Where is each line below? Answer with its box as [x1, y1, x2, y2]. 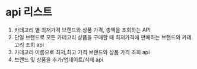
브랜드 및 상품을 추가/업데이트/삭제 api [14, 56, 103, 63]
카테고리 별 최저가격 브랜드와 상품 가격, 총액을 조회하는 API [14, 26, 151, 33]
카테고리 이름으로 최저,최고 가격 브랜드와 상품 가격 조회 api [14, 48, 150, 55]
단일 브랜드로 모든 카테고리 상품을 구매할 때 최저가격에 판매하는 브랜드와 [14, 33, 181, 40]
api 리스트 [5, 5, 53, 19]
